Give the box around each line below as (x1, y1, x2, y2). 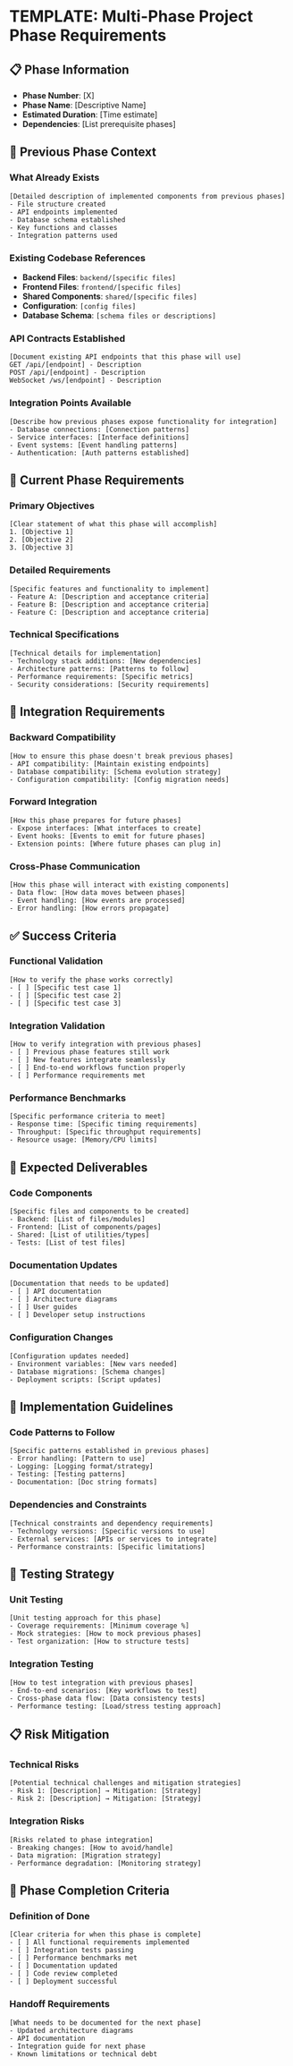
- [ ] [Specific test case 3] (9, 999, 122, 1007)
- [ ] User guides (9, 1303, 78, 1312)
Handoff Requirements (9, 1998, 110, 2011)
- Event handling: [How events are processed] (9, 897, 186, 905)
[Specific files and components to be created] (9, 1207, 190, 1216)
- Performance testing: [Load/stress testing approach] (9, 1702, 222, 1711)
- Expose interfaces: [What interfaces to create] (9, 823, 202, 833)
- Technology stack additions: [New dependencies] (9, 656, 202, 666)
